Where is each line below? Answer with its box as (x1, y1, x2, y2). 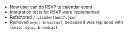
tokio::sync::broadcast (9, 25, 58, 30)
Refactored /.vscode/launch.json (9, 14, 77, 20)
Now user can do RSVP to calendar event (9, 4, 93, 10)
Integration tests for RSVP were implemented (9, 9, 100, 15)
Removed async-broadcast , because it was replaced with (9, 19, 124, 25)
